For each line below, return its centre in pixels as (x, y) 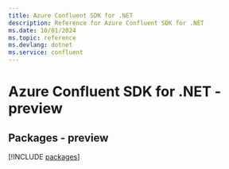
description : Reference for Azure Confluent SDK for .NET (106, 23)
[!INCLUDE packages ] (44, 157)
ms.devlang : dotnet (41, 45)
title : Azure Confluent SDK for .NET (71, 15)
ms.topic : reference (43, 38)
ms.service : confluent (46, 52)
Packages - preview (58, 138)
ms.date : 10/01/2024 (43, 30)
